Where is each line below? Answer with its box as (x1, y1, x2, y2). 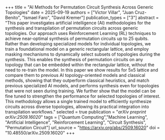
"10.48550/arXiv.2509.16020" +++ (5, 130, 75, 136)
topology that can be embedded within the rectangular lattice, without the (5, 62, 155, 68)
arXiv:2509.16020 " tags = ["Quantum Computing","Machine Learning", (5, 114, 148, 120)
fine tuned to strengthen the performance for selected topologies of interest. (5, 93, 161, 99)
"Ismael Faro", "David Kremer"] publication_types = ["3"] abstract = (22, 15, 159, 20)
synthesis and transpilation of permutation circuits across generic (5, 25, 138, 31)
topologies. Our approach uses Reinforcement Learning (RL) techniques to (5, 31, 157, 36)
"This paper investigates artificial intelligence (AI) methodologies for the (5, 20, 151, 26)
